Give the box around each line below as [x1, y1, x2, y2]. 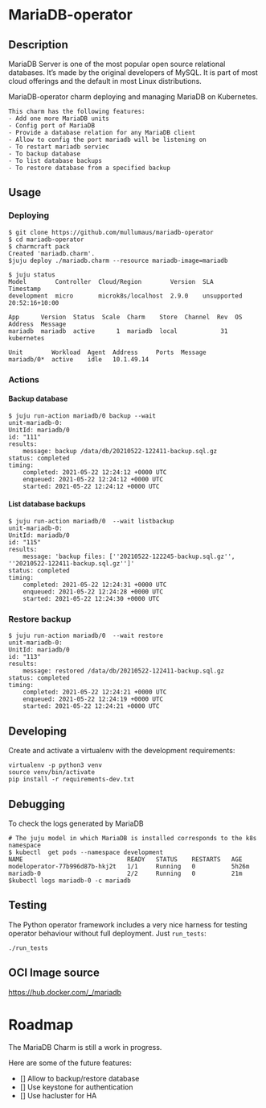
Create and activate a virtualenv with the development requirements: [8, 746, 235, 756]
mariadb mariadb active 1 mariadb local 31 [8, 327, 228, 335]
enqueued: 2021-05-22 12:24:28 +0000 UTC [23, 588, 163, 596]
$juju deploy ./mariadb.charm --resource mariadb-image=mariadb [8, 256, 228, 265]
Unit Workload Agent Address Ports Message [8, 348, 207, 356]
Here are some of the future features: [8, 1058, 133, 1068]
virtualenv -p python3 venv [8, 761, 103, 769]
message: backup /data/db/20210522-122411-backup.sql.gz [23, 447, 218, 455]
